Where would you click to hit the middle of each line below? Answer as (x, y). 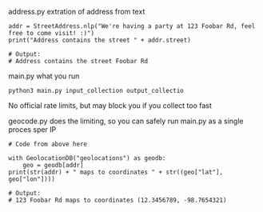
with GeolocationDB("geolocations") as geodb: (87, 158)
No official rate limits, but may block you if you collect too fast (110, 106)
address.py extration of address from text (77, 12)
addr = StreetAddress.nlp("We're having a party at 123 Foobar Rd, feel (132, 26)
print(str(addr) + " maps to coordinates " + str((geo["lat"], (116, 172)
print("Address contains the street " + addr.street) (100, 40)
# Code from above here (48, 144)
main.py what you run (44, 76)
